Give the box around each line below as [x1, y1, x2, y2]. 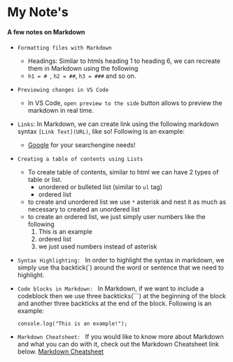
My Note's [7, 4, 69, 20]
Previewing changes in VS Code [17, 87, 109, 94]
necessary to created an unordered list [27, 205, 140, 214]
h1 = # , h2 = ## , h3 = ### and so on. [27, 71, 136, 81]
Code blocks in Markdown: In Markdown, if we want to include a [17, 284, 204, 293]
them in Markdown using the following [27, 64, 139, 73]
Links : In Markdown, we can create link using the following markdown [17, 120, 219, 128]
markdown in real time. [27, 106, 94, 115]
